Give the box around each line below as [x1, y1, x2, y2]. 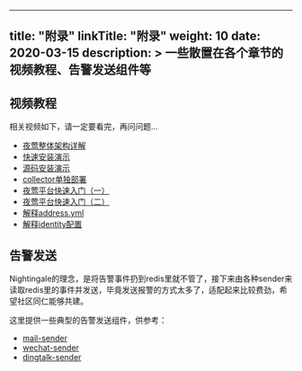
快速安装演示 [22, 152, 70, 163]
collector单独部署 [22, 174, 87, 185]
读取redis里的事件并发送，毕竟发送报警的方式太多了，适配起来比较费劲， [9, 285, 280, 296]
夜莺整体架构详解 [22, 140, 86, 151]
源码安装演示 [22, 163, 70, 173]
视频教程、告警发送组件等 [9, 62, 151, 77]
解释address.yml [22, 208, 84, 218]
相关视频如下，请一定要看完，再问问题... [9, 121, 159, 132]
